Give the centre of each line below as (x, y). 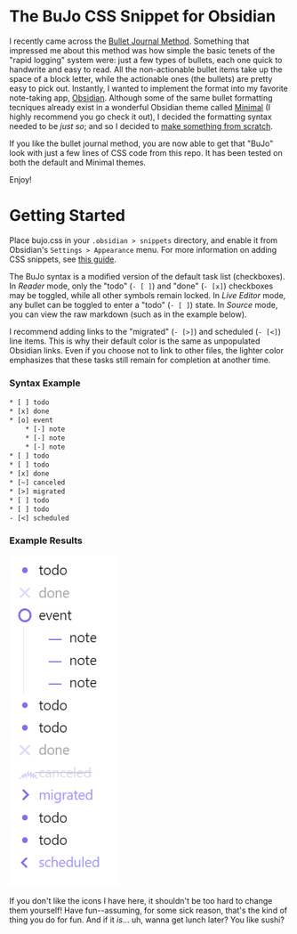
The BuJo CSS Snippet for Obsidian (142, 16)
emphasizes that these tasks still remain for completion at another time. (140, 360)
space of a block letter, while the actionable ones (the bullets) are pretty (141, 78)
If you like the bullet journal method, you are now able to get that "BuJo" (141, 143)
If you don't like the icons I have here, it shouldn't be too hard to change (141, 901)
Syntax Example (45, 383)
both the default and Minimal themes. (78, 162)
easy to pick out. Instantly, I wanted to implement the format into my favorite (149, 88)
